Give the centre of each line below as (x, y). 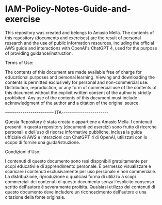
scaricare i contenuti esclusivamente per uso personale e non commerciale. (81, 171)
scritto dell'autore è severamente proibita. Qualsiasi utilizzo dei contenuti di (80, 187)
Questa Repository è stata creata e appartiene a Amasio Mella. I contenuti (79, 122)
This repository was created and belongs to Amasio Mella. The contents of (80, 32)
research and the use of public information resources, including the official (80, 43)
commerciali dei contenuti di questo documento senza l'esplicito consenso (80, 181)
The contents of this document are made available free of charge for (73, 72)
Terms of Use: (19, 63)
